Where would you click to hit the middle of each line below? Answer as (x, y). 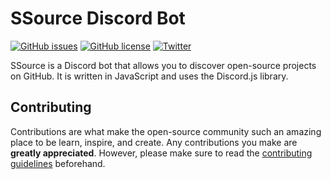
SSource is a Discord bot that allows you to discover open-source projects (163, 65)
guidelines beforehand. (58, 163)
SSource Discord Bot (98, 18)
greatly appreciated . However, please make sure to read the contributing (161, 153)
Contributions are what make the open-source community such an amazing (166, 131)
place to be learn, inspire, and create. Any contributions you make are (154, 142)
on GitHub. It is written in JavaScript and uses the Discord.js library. (149, 76)
